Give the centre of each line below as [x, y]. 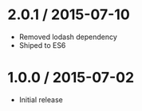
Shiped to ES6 [42, 45]
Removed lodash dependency [68, 37]
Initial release [41, 99]
